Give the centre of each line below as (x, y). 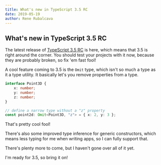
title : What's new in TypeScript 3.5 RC (47, 9)
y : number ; (25, 93)
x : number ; (25, 88)
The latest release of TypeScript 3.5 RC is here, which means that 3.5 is (76, 50)
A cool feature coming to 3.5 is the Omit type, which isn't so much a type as (80, 70)
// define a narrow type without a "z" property (55, 110)
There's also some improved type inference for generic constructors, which (80, 133)
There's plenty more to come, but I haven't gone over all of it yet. (70, 148)
